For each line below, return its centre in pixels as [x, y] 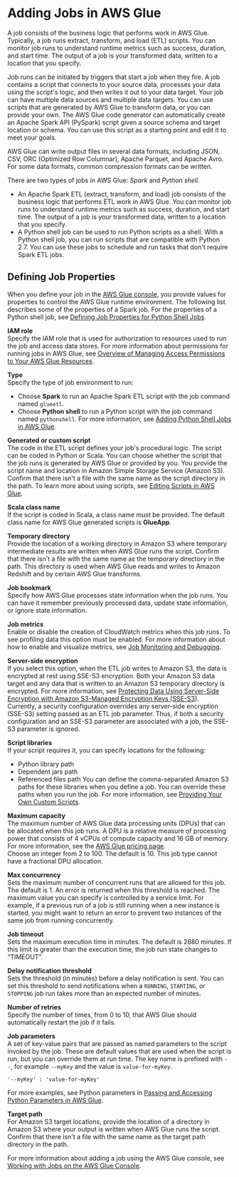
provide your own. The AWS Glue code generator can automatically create [116, 115]
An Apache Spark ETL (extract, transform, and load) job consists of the [122, 194]
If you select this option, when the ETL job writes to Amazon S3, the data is [117, 668]
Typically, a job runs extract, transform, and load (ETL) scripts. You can [111, 40]
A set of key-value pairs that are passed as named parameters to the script [117, 1043]
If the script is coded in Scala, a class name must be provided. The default [116, 514]
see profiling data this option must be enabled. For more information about [116, 639]
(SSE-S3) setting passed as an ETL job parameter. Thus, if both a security [116, 713]
